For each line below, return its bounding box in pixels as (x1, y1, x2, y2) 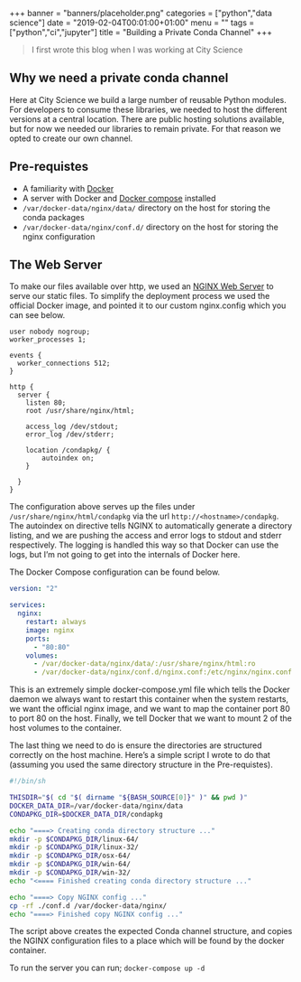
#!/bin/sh (9, 777, 47, 786)
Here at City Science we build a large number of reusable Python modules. (9, 94, 287, 105)
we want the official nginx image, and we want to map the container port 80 (9, 704, 290, 715)
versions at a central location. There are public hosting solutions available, (9, 113, 285, 125)
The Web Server (9, 257, 103, 273)
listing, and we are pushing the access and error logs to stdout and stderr (9, 530, 282, 541)
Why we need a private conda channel (9, 70, 229, 86)
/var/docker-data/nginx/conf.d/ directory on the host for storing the (22, 221, 279, 232)
